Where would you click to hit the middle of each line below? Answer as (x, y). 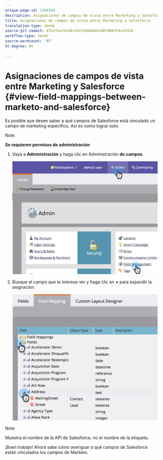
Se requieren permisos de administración (48, 145)
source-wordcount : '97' (29, 41)
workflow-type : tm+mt (27, 36)
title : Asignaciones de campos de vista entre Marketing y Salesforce (78, 20)
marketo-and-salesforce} (58, 107)
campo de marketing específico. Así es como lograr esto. (62, 126)
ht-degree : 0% (19, 46)
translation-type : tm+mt (30, 26)
